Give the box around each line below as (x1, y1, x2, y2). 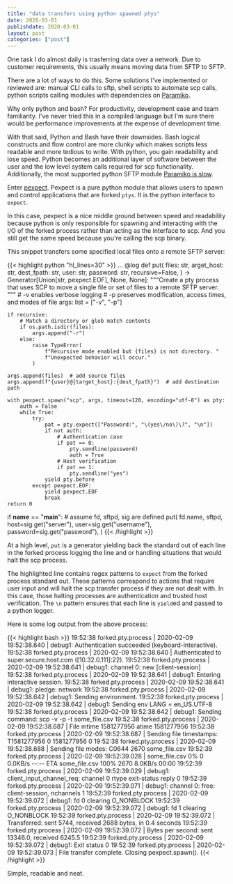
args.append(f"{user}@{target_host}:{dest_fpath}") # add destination (7, 379, 219, 386)
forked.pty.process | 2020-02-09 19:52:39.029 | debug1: (7, 767, 170, 775)
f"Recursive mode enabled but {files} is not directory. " (44, 348, 219, 356)
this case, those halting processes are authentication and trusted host (7, 592, 207, 600)
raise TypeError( (32, 342, 82, 349)
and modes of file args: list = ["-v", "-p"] (7, 298, 122, 307)
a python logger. (7, 607, 54, 615)
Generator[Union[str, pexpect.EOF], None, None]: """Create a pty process (7, 276, 219, 284)
